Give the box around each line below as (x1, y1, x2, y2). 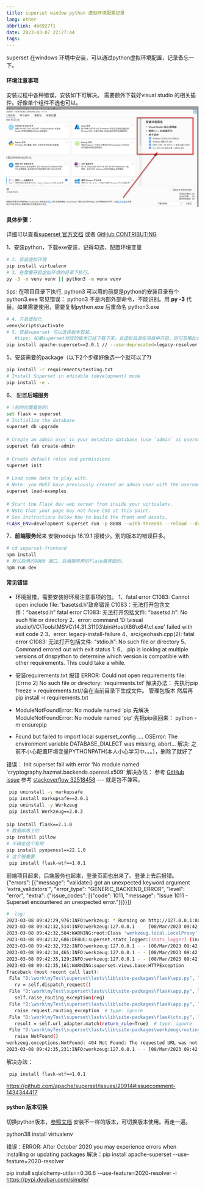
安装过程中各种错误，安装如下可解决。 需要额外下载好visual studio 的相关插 (6, 92, 196, 99)
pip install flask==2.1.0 (6, 821, 72, 828)
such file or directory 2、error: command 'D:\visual (15, 617, 143, 624)
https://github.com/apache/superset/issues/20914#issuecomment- (6, 1082, 176, 1089)
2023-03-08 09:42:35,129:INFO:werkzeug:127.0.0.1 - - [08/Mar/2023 (6, 956, 182, 962)
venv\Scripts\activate (6, 322, 64, 328)
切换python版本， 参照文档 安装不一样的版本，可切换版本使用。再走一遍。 (6, 1118, 191, 1125)
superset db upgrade (6, 424, 59, 430)
